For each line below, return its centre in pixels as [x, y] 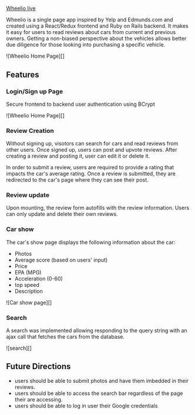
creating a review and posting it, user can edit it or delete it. [78, 156]
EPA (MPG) [28, 272]
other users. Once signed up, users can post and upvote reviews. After [92, 150]
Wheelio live [21, 8]
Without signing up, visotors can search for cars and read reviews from [92, 143]
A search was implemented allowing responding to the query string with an [97, 330]
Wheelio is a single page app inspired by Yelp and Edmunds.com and [90, 20]
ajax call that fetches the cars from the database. [65, 337]
